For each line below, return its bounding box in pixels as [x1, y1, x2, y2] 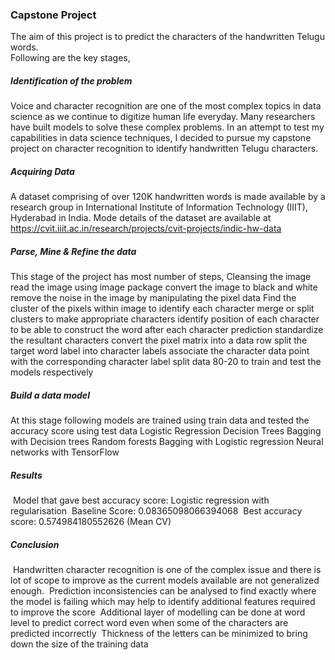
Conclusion [10, 538, 60, 550]
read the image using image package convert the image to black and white [10, 281, 318, 293]
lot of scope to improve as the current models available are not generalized [10, 574, 320, 587]
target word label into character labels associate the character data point [10, 345, 310, 357]
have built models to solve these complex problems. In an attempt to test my [10, 121, 325, 133]
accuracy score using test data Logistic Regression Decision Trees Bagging [10, 425, 322, 437]
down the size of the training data [10, 638, 149, 650]
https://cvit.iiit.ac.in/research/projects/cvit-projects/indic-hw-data [10, 223, 282, 235]
